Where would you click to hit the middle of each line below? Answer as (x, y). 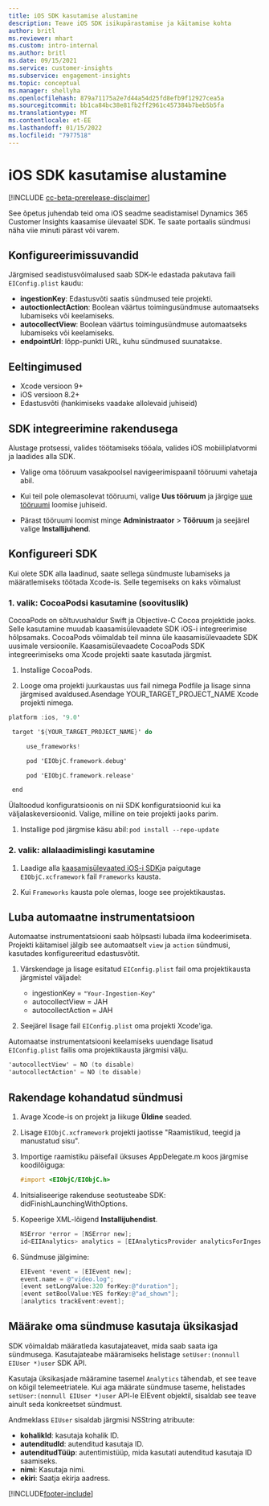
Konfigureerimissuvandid (73, 255)
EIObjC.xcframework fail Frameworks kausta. (90, 876)
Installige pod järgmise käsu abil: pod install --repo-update (120, 830)
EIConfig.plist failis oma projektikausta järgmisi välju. (98, 1050)
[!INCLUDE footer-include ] (51, 1493)
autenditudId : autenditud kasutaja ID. (82, 1443)
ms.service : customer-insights (61, 68)
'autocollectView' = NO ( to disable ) (71, 1065)
